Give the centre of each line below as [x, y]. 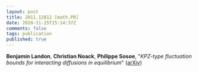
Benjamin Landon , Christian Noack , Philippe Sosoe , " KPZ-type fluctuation [99, 56]
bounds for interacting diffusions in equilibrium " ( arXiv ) [74, 62]
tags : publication [29, 34]
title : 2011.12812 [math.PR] [42, 17]
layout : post [22, 12]
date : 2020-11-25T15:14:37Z [41, 23]
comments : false [26, 28]
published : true [26, 39]
